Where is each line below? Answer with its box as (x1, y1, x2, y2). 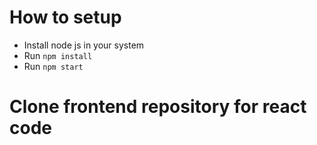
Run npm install (23, 49, 93, 61)
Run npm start (23, 60, 84, 72)
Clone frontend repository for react (9, 96, 307, 118)
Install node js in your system (23, 39, 145, 51)
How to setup (9, 6, 122, 29)
